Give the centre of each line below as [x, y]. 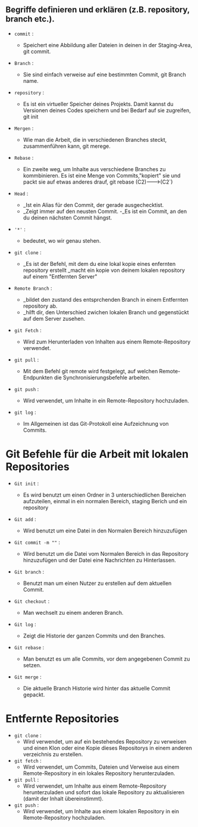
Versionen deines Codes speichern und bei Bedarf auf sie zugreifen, [107, 110]
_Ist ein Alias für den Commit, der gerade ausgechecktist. [93, 205]
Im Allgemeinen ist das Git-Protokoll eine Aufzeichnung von [96, 423]
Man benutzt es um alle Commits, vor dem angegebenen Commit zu [106, 659]
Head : [21, 193]
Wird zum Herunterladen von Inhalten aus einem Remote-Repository [107, 342]
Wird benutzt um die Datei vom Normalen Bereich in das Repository [106, 553]
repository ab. [40, 306]
